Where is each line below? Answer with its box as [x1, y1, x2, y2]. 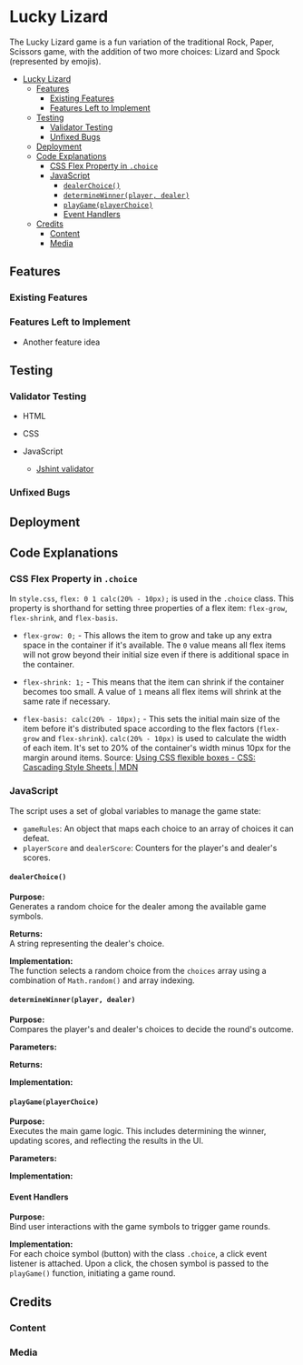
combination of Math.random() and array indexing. [9, 975, 195, 986]
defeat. [22, 832, 50, 843]
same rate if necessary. [22, 696, 111, 707]
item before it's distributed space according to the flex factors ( [22, 723, 260, 734]
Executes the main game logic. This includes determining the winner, [9, 1126, 267, 1137]
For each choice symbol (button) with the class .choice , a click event [9, 1249, 268, 1260]
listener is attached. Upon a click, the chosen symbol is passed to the [9, 1258, 269, 1270]
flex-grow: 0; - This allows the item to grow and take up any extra [22, 630, 272, 641]
